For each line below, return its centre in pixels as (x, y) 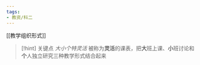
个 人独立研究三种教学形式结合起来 (64, 55)
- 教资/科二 (20, 17)
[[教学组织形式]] (26, 35)
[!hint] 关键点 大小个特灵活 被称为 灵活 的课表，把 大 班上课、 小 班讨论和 (108, 48)
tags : (13, 12)
